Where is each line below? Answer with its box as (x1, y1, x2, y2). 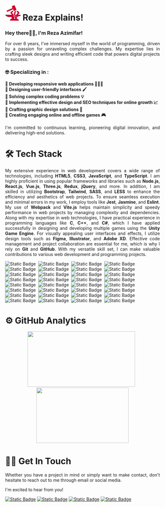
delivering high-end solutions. (5, 130, 66, 136)
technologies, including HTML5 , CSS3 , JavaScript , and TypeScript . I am (5, 173, 160, 179)
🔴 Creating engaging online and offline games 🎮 (5, 112, 107, 118)
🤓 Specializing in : (5, 69, 49, 76)
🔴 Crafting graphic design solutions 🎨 (5, 106, 82, 112)
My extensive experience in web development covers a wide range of (5, 168, 160, 174)
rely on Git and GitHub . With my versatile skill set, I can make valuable (5, 246, 160, 252)
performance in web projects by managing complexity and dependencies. (5, 210, 160, 216)
